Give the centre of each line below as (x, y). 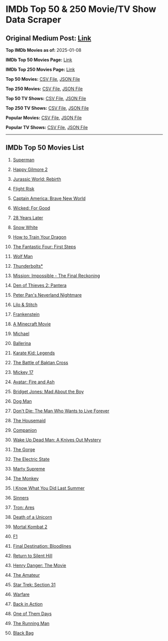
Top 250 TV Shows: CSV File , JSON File (47, 108)
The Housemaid (29, 420)
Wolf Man (23, 256)
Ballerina (22, 343)
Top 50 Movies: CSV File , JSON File (43, 79)
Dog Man (22, 401)
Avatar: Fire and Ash (34, 382)
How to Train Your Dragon (40, 237)
